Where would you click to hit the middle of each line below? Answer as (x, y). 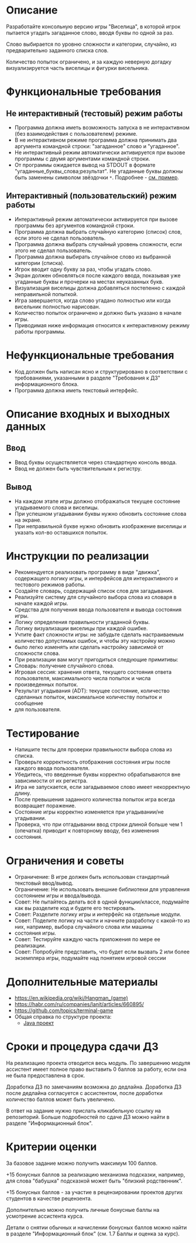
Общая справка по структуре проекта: (63, 1017)
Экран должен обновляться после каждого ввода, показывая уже (97, 275)
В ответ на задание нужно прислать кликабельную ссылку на (84, 1111)
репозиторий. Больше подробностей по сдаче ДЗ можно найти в (88, 1117)
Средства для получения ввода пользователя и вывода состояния (98, 610)
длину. (23, 793)
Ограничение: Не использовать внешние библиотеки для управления (102, 889)
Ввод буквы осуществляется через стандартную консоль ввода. (96, 462)
